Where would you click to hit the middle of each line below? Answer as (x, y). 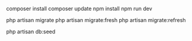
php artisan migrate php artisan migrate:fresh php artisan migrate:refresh (96, 20)
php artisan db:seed (31, 31)
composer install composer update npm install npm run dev (79, 9)
